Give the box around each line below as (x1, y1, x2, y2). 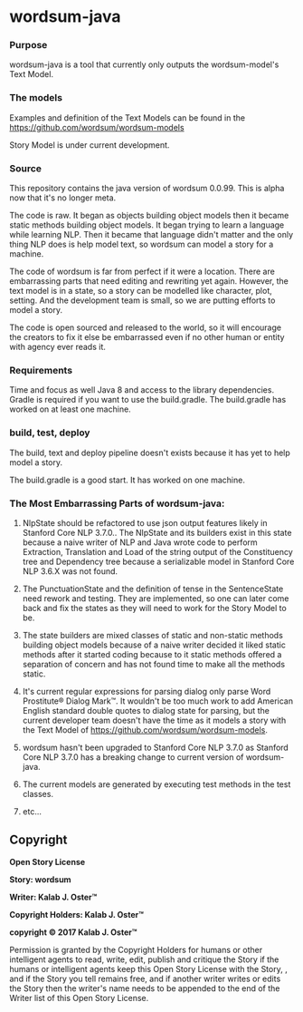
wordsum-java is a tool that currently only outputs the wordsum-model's (9, 59, 279, 70)
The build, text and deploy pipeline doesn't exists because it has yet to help (9, 447, 291, 458)
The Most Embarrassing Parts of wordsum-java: (9, 497, 225, 510)
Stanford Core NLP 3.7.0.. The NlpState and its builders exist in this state (22, 527, 292, 538)
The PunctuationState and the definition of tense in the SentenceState (22, 583, 284, 594)
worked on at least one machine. (9, 404, 131, 414)
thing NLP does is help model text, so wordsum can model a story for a (9, 238, 274, 250)
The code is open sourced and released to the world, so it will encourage (9, 322, 282, 333)
